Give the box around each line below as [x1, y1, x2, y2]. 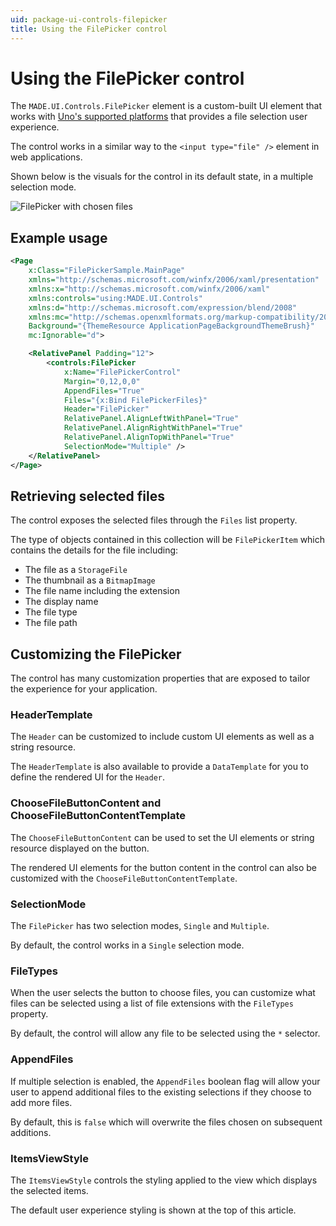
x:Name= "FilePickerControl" [63, 367, 182, 377]
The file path [24, 617, 78, 629]
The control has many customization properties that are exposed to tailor [10, 672, 311, 685]
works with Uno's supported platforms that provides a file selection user [10, 111, 308, 123]
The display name [24, 596, 99, 608]
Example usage [10, 229, 108, 246]
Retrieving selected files [10, 487, 166, 505]
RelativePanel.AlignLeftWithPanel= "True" [63, 414, 240, 424]
